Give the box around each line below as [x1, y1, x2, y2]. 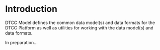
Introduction [5, 3, 58, 15]
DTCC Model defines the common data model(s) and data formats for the [5, 20, 156, 25]
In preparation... [5, 39, 38, 45]
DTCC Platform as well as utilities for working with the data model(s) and [5, 25, 154, 30]
